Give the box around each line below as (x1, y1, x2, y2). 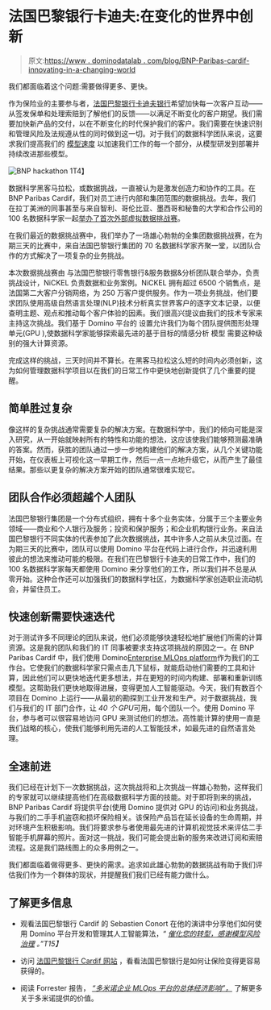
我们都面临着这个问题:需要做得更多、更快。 (8, 81, 152, 91)
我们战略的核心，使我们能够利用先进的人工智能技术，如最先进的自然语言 (8, 723, 248, 734)
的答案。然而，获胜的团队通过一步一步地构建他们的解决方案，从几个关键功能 (8, 444, 263, 454)
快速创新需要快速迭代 (8, 609, 115, 623)
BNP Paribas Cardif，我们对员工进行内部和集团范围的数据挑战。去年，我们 (8, 193, 256, 202)
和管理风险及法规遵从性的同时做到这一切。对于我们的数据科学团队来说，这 (8, 128, 256, 138)
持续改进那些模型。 (8, 148, 73, 158)
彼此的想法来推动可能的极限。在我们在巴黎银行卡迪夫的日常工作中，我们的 (8, 554, 256, 563)
